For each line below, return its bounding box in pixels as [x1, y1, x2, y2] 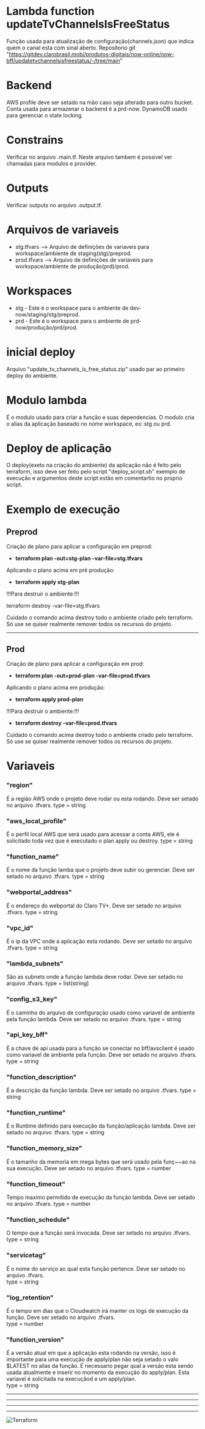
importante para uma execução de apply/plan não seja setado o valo [6, 1356, 179, 1363]
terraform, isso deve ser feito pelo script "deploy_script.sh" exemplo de [6, 468, 185, 475]
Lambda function [6, 4, 95, 18]
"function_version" [6, 1335, 65, 1343]
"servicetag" [6, 1251, 46, 1260]
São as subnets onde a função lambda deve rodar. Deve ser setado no [6, 973, 183, 981]
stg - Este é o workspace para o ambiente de [15, 304, 129, 311]
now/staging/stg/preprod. [15, 311, 81, 318]
